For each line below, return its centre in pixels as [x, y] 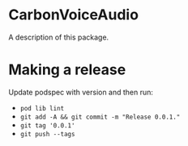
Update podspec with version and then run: [81, 92]
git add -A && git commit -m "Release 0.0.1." [100, 117]
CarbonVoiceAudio [74, 15]
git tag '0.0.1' [47, 125]
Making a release [67, 70]
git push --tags [47, 134]
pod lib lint [42, 108]
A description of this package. [59, 37]
